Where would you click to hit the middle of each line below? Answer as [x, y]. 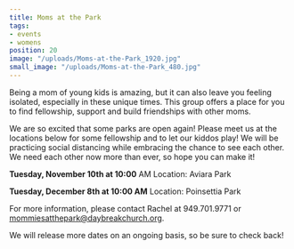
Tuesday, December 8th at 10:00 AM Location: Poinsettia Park [125, 191]
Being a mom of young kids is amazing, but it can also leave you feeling [140, 92]
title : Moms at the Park [55, 17]
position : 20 [33, 51]
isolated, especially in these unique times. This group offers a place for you [147, 101]
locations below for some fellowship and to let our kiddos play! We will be [144, 138]
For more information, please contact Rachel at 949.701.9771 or [126, 208]
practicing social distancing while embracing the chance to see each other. [147, 147]
